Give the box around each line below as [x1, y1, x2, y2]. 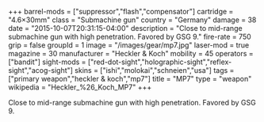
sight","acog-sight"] [8, 66, 74, 74]
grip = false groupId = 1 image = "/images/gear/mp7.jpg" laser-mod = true [8, 40, 250, 50]
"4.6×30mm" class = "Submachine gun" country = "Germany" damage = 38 [8, 15, 257, 25]
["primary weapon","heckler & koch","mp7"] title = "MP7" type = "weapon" [8, 74, 252, 83]
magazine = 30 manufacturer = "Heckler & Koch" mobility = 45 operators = [8, 49, 254, 58]
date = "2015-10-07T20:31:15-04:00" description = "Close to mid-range [8, 24, 243, 32]
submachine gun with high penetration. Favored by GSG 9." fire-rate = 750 [8, 32, 251, 41]
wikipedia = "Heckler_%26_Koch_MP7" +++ [8, 82, 152, 92]
